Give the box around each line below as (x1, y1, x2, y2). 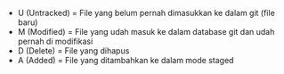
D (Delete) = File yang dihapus (17, 45, 130, 56)
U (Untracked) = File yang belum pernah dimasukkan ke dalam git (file (17, 8, 276, 18)
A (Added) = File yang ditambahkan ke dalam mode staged (17, 55, 234, 65)
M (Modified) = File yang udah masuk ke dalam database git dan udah (17, 27, 275, 37)
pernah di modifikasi (17, 36, 93, 46)
